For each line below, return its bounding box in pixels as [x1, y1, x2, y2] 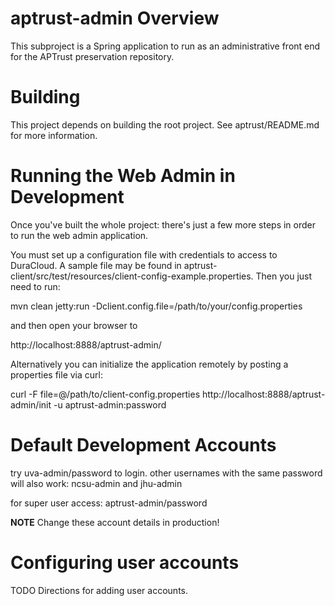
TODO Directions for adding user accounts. [10, 584, 188, 596]
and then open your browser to [10, 319, 138, 331]
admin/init [10, 398, 52, 411]
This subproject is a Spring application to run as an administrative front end [10, 40, 321, 52]
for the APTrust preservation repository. [10, 50, 175, 62]
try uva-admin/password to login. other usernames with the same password [10, 467, 323, 479]
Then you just [255, 270, 313, 282]
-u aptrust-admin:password [53, 398, 167, 411]
